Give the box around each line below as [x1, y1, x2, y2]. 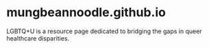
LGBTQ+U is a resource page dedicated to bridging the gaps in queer [6, 27, 203, 35]
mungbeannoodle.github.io [6, 5, 166, 20]
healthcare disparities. [6, 34, 70, 42]
